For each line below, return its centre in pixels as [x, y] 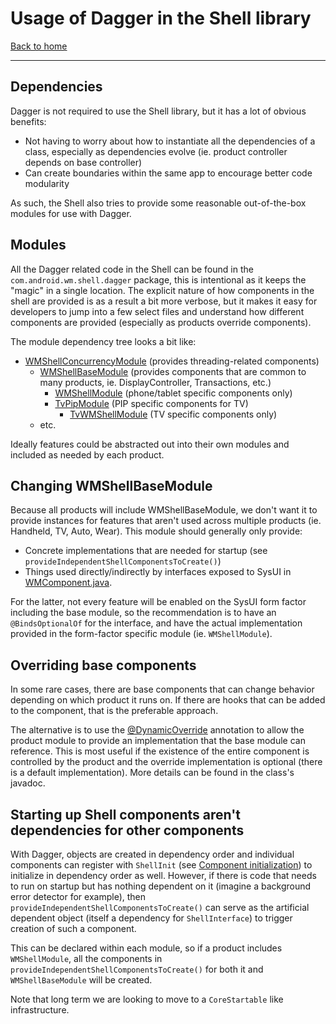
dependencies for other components [127, 830]
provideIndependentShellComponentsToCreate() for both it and [137, 969]
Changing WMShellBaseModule [111, 485]
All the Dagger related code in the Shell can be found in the [132, 269]
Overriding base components [103, 665]
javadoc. [28, 783]
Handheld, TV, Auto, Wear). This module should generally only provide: [156, 531]
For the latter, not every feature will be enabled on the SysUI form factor [158, 602]
